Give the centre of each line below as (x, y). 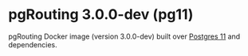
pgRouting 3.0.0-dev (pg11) (101, 15)
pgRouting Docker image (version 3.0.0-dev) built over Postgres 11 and (124, 36)
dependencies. (33, 44)
